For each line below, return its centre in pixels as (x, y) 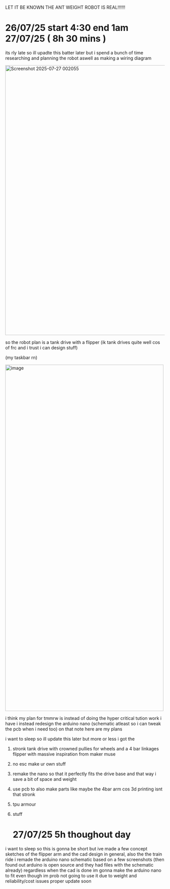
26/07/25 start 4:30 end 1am (67, 28)
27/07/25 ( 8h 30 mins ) (56, 39)
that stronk (24, 794)
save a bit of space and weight (45, 779)
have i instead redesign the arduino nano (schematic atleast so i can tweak (83, 723)
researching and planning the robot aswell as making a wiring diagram (78, 58)
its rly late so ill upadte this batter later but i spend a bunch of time (74, 52)
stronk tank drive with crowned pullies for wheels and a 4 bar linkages (86, 748)
